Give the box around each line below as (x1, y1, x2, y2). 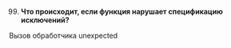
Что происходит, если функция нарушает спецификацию (20, 7, 223, 16)
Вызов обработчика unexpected (9, 31, 118, 40)
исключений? (20, 15, 70, 25)
